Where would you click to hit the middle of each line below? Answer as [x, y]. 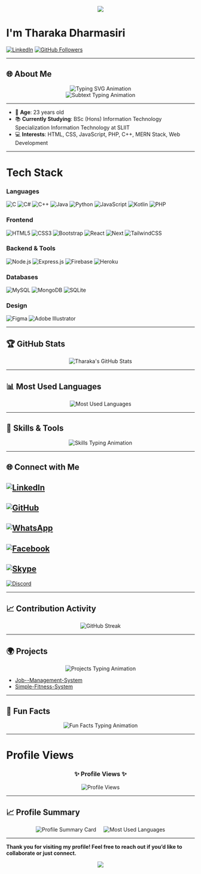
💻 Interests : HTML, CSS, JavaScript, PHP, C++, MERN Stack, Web [98, 134]
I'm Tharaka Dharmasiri [66, 33]
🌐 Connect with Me [43, 467]
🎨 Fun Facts [28, 711]
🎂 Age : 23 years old [39, 112]
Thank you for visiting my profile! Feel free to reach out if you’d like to [94, 847]
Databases [22, 277]
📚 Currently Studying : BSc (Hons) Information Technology [88, 119]
